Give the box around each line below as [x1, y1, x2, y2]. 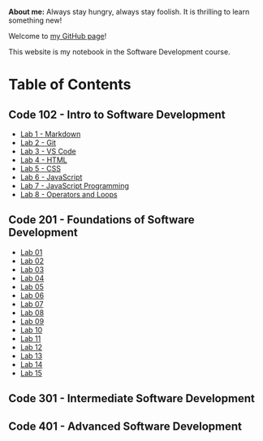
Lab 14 [19, 359, 43, 369]
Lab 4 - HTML [19, 155, 67, 165]
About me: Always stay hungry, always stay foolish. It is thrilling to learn [8, 7, 250, 16]
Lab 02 [19, 256, 45, 266]
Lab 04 [19, 273, 45, 283]
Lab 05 [19, 282, 45, 292]
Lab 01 [19, 247, 43, 257]
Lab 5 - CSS [19, 164, 61, 173]
